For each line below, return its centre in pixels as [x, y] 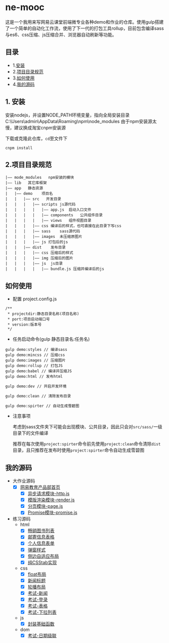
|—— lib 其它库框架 [26, 183]
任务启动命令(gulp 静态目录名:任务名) [51, 339]
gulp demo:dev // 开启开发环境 [36, 386]
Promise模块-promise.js [52, 512]
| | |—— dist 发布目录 [35, 248]
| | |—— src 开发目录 [33, 199]
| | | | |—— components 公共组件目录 [54, 215]
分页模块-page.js [45, 506]
